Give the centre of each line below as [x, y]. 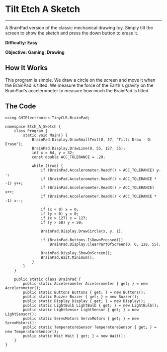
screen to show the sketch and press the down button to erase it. [72, 33]
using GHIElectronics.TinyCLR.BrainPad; [48, 118]
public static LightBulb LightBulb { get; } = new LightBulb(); [91, 305]
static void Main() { [45, 135]
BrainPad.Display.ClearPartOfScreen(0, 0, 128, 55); [105, 244]
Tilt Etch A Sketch [43, 9]
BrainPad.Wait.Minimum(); [67, 257]
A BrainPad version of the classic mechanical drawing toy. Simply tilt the [79, 27]
